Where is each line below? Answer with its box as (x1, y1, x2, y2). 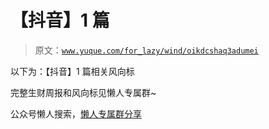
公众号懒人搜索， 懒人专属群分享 (10, 107, 142, 120)
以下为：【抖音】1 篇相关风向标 (10, 65, 135, 77)
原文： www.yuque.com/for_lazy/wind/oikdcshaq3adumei (34, 44, 259, 56)
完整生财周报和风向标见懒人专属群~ (10, 86, 157, 98)
